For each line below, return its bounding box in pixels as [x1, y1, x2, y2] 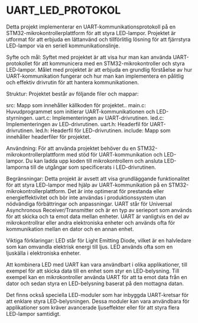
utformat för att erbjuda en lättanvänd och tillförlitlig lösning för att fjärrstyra [6, 36, 191, 43]
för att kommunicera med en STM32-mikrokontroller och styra [33, 60, 185, 67]
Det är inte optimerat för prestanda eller [67, 187, 164, 194]
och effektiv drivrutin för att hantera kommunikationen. [6, 78, 139, 86]
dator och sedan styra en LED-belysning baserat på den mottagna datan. [6, 280, 184, 287]
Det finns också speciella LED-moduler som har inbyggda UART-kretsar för [6, 291, 189, 298]
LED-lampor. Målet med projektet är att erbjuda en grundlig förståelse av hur [6, 66, 193, 73]
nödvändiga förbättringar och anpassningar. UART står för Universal [6, 200, 173, 207]
